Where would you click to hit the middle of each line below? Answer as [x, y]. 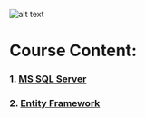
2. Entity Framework [55, 103]
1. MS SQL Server [48, 79]
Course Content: [73, 51]
